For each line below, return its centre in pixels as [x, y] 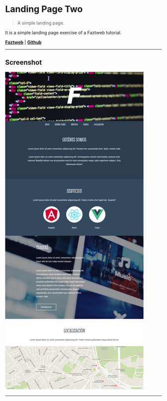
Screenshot [24, 62]
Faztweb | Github [23, 42]
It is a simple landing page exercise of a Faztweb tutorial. [63, 32]
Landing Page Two [44, 9]
